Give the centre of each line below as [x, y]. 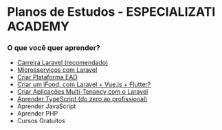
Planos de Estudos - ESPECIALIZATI [111, 12]
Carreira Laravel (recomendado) [63, 63]
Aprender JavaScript [46, 106]
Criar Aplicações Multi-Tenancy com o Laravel [82, 92]
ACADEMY [38, 26]
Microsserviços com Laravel [57, 70]
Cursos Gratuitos [41, 121]
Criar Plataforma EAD [47, 77]
